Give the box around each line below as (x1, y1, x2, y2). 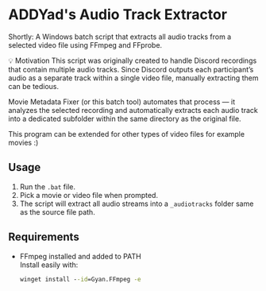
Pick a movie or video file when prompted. (19, 190, 159, 200)
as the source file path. (19, 207, 95, 216)
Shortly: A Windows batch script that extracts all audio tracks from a (8, 32, 232, 41)
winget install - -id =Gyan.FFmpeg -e (19, 275, 141, 283)
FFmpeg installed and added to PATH (19, 251, 141, 261)
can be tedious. (8, 81, 60, 91)
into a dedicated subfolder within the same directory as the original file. (8, 114, 241, 123)
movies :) (8, 138, 39, 147)
